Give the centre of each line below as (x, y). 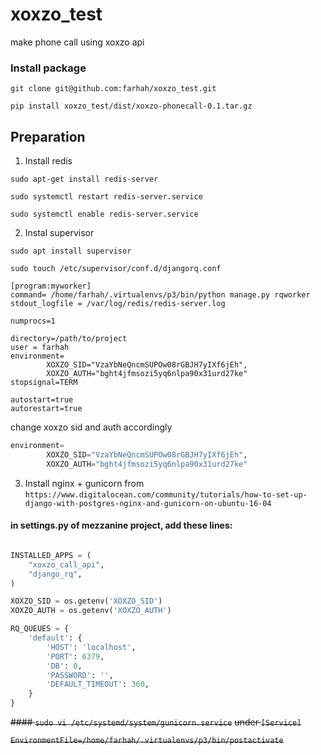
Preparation (48, 136)
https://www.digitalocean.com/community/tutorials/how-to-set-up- (166, 494)
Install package (48, 68)
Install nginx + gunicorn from (84, 483)
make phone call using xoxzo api (77, 42)
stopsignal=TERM (44, 383)
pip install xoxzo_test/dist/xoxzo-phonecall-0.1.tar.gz (131, 106)
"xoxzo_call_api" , (66, 564)
